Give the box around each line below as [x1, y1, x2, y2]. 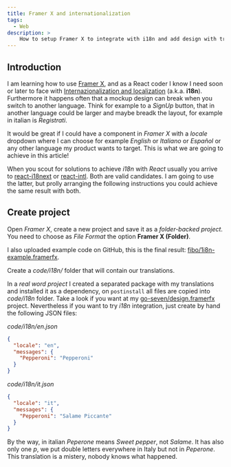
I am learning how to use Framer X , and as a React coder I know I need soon [7, 79, 223, 87]
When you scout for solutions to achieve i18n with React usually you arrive [7, 165, 218, 173]
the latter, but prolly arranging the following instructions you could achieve [7, 179, 218, 187]
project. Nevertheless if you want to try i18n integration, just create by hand [7, 301, 221, 310]
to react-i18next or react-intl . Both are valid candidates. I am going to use [7, 172, 214, 180]
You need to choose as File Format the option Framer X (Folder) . [7, 232, 191, 240]
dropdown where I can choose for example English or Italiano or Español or [7, 136, 221, 145]
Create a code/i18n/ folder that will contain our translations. [7, 266, 175, 274]
